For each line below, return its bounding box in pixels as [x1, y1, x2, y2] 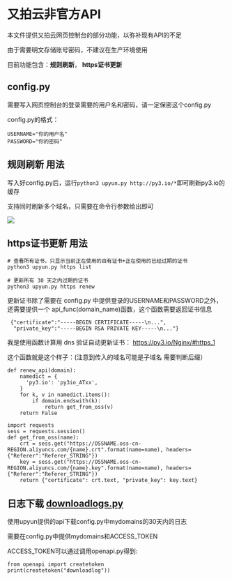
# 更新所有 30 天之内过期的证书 [7, 277, 88, 285]
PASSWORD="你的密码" [7, 137, 63, 145]
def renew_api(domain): [7, 367, 77, 374]
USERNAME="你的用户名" [7, 130, 68, 137]
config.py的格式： [7, 115, 59, 123]
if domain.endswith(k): [32, 398, 101, 405]
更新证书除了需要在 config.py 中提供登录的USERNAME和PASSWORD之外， [7, 296, 223, 305]
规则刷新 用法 [7, 158, 65, 171]
